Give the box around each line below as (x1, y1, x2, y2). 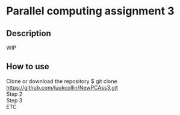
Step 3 (6, 96, 23, 104)
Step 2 (6, 90, 23, 98)
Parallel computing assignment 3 (6, 4, 175, 18)
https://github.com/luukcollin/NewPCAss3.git (6, 84, 119, 91)
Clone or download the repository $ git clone (6, 77, 117, 85)
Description (6, 28, 51, 39)
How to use (6, 61, 49, 72)
